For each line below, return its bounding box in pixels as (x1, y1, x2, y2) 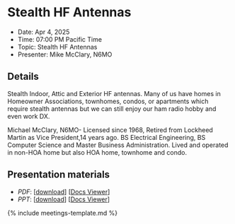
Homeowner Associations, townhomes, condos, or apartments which (7, 97, 209, 105)
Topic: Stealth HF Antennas (17, 42, 98, 51)
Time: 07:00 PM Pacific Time (17, 35, 103, 43)
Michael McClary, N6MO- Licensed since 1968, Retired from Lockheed (7, 125, 214, 134)
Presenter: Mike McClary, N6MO (17, 50, 113, 59)
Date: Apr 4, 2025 (17, 28, 70, 36)
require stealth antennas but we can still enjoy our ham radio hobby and (7, 104, 217, 113)
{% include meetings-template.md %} (7, 208, 118, 217)
